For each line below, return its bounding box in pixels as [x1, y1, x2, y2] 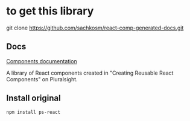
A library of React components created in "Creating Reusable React [6, 69, 174, 76]
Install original [6, 93, 62, 104]
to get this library [6, 4, 94, 18]
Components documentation [6, 57, 77, 64]
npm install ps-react [6, 109, 61, 115]
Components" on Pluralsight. [6, 75, 78, 82]
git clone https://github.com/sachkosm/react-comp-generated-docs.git [6, 24, 184, 31]
